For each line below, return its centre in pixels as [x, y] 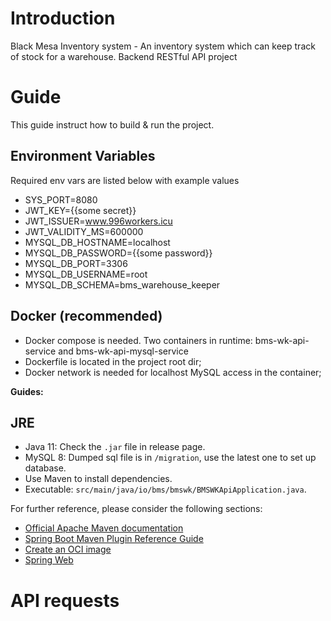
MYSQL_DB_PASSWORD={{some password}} [118, 253]
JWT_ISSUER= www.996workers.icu [98, 221]
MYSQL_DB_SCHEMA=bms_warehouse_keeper [122, 284]
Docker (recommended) [86, 316]
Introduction [63, 18]
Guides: [27, 391]
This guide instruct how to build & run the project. [112, 124]
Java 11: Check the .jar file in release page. [115, 447]
